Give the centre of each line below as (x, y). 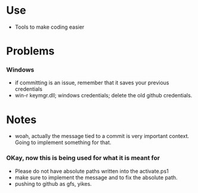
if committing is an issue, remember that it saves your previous (92, 83)
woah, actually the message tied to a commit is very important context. (102, 136)
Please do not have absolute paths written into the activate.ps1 (92, 171)
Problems (30, 51)
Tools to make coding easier (49, 27)
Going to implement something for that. (63, 143)
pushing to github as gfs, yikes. (53, 183)
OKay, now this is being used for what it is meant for (83, 158)
